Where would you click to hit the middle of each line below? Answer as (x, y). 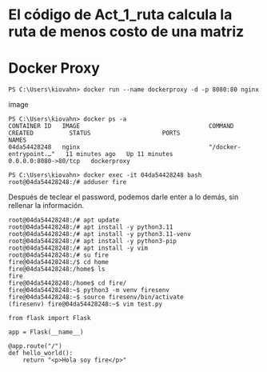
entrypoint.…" (32, 154)
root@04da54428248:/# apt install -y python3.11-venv (100, 234)
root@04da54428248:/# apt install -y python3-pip (93, 242)
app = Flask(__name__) (46, 332)
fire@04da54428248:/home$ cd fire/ (68, 283)
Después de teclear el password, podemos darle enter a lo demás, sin (124, 197)
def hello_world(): (41, 354)
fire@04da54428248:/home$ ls (57, 270)
